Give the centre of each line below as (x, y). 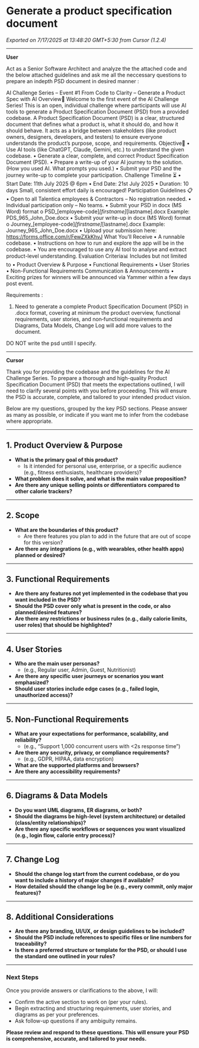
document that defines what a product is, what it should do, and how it (92, 124)
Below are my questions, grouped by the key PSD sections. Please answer (97, 409)
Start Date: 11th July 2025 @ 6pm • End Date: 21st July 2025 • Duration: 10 (97, 183)
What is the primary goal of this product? (66, 460)
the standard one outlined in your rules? (65, 957)
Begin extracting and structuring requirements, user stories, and (93, 1008)
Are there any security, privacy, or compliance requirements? (92, 753)
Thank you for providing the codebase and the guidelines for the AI (88, 372)
